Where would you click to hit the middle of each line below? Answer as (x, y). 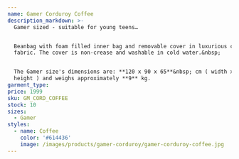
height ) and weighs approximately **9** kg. (83, 79)
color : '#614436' (46, 138)
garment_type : (28, 85)
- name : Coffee (36, 131)
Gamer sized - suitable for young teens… (76, 27)
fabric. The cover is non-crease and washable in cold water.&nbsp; (117, 53)
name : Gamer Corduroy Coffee (51, 14)
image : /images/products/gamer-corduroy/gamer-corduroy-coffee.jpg (122, 144)
